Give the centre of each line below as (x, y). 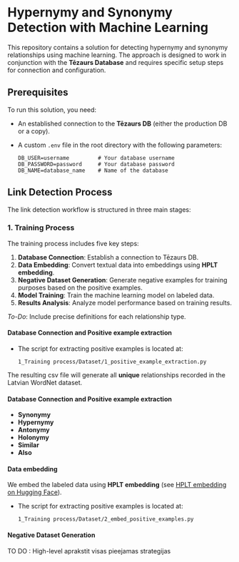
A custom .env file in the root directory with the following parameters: (120, 145)
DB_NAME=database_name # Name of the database (93, 170)
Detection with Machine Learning (108, 27)
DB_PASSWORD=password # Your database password (96, 164)
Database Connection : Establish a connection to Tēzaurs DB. (108, 257)
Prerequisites (38, 92)
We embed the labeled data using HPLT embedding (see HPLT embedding (117, 485)
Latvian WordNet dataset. (45, 383)
